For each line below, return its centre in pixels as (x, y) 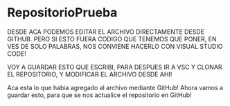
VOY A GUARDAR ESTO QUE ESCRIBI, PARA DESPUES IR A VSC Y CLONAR (115, 67)
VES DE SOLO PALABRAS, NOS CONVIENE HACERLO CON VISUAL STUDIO (115, 46)
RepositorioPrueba (62, 13)
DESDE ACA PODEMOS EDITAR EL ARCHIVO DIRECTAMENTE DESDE (106, 32)
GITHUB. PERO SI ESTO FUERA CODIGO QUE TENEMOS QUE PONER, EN (112, 39)
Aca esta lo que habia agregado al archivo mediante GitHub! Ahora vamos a (115, 87)
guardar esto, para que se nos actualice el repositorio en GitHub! (99, 95)
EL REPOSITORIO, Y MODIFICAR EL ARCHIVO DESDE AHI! (90, 74)
